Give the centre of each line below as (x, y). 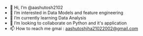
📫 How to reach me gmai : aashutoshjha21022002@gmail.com (74, 28)
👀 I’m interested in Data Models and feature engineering (66, 13)
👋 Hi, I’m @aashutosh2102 (36, 8)
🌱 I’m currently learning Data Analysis (48, 18)
